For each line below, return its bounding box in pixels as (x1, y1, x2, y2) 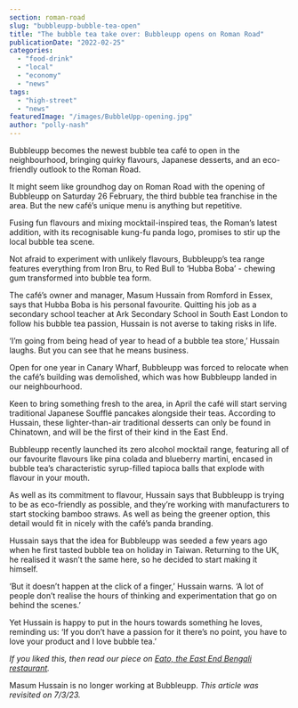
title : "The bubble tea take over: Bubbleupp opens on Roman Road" (9, 29, 265, 38)
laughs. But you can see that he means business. (9, 345, 189, 355)
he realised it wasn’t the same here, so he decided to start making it (9, 554, 258, 565)
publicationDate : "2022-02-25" (9, 37, 125, 47)
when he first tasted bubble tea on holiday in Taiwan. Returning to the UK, (9, 545, 280, 555)
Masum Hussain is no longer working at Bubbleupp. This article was (9, 680, 260, 690)
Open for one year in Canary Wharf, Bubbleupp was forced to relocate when (9, 362, 289, 372)
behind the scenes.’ (9, 600, 82, 610)
